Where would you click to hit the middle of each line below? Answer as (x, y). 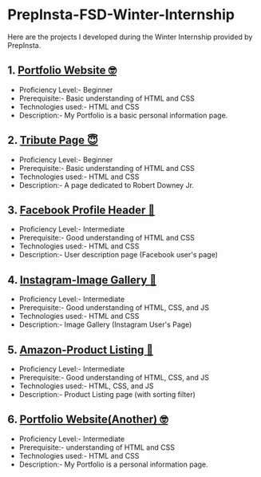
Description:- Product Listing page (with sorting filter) (107, 394)
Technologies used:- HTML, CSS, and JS (86, 386)
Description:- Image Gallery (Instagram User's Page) (105, 324)
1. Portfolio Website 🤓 (62, 71)
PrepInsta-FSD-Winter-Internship (121, 15)
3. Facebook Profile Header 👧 (81, 210)
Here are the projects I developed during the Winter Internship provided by (130, 37)
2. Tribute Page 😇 (53, 140)
